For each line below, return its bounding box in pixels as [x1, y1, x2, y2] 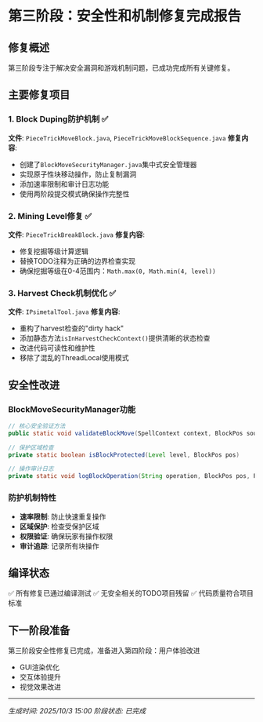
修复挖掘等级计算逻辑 [19, 246, 88, 256]
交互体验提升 [19, 673, 61, 682]
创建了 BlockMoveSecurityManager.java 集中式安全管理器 [19, 159, 197, 169]
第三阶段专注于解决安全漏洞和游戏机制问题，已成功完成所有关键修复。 [8, 64, 235, 72]
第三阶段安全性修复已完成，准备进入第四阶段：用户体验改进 [8, 646, 200, 655]
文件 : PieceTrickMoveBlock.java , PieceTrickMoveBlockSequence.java [8, 133, 226, 142]
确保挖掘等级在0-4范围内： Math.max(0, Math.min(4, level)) [19, 266, 217, 275]
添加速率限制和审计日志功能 [19, 179, 110, 188]
